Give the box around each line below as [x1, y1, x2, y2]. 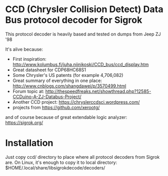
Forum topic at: [12, 88, 45, 94]
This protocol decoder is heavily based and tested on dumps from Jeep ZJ [5, 31, 161, 37]
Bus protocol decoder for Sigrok [5, 14, 143, 26]
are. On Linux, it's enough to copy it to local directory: [5, 159, 117, 165]
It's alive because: [5, 46, 43, 52]
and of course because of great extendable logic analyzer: [5, 114, 128, 120]
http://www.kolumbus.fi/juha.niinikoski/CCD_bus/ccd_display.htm [12, 61, 149, 67]
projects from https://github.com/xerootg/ [12, 104, 100, 110]
